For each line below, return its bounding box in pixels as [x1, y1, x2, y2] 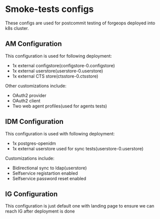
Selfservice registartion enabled [12, 170, 78, 176]
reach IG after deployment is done [5, 208, 75, 215]
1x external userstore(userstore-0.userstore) [12, 68, 103, 74]
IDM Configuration [5, 117, 64, 126]
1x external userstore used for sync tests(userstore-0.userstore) [12, 145, 144, 151]
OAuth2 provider [12, 92, 47, 98]
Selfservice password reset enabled [12, 175, 86, 181]
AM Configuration [5, 40, 62, 48]
